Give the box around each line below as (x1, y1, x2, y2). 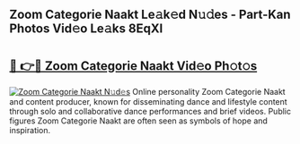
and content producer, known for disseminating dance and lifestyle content (9, 97, 287, 106)
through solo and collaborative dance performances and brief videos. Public (9, 106, 292, 116)
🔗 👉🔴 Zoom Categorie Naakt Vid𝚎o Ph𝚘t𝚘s (9, 58, 258, 73)
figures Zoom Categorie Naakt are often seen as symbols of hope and (9, 115, 268, 126)
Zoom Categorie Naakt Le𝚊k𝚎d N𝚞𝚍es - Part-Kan (9, 7, 291, 22)
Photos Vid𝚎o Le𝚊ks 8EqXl (9, 21, 163, 37)
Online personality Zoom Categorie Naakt (132, 87, 286, 97)
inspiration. (9, 125, 51, 135)
